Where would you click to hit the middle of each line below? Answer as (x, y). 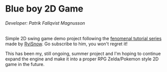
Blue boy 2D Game (44, 9)
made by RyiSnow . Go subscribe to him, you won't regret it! (66, 44)
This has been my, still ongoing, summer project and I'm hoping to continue (83, 54)
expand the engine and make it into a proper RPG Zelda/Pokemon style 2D (82, 59)
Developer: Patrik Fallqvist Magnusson (45, 23)
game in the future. (25, 64)
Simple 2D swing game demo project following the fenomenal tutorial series (83, 39)
